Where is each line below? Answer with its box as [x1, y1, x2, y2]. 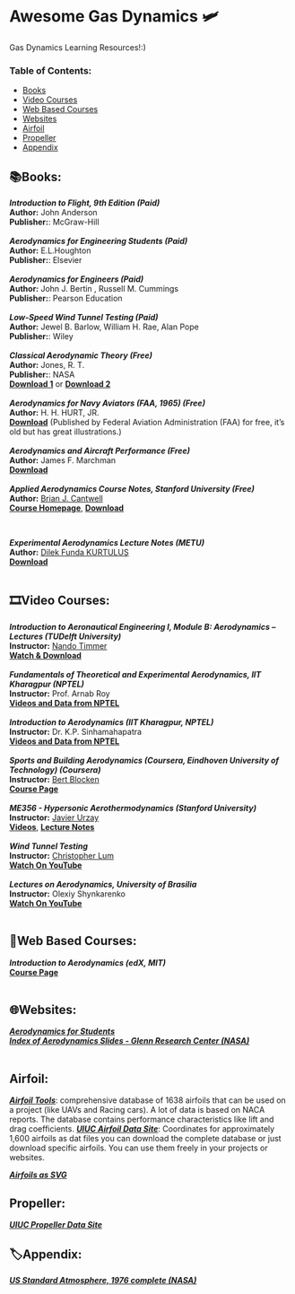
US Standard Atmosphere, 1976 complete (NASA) [9, 1274, 197, 1285]
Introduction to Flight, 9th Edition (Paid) [9, 197, 161, 208]
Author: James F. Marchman [9, 455, 117, 466]
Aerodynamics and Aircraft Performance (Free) [9, 445, 191, 457]
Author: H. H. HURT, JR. [9, 407, 100, 418]
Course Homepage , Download [9, 503, 124, 513]
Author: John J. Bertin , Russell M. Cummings [9, 284, 179, 294]
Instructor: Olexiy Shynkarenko [9, 888, 126, 899]
